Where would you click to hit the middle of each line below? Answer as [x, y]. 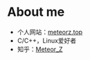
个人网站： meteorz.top [50, 32]
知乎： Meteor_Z [40, 49]
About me [36, 12]
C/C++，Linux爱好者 [47, 40]
